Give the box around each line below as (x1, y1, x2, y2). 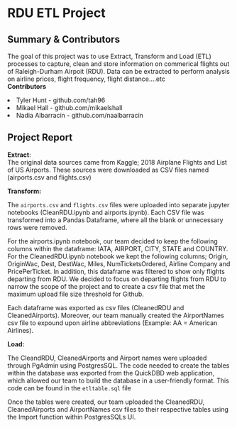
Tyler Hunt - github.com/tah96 (16, 96, 106, 104)
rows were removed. (7, 223, 67, 231)
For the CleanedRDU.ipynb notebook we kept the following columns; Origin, (7, 252, 228, 260)
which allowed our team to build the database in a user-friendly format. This (7, 376, 229, 385)
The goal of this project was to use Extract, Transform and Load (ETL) (7, 52, 211, 60)
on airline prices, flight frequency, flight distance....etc (7, 75, 165, 83)
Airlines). (7, 326, 34, 334)
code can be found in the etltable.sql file (7, 383, 131, 392)
